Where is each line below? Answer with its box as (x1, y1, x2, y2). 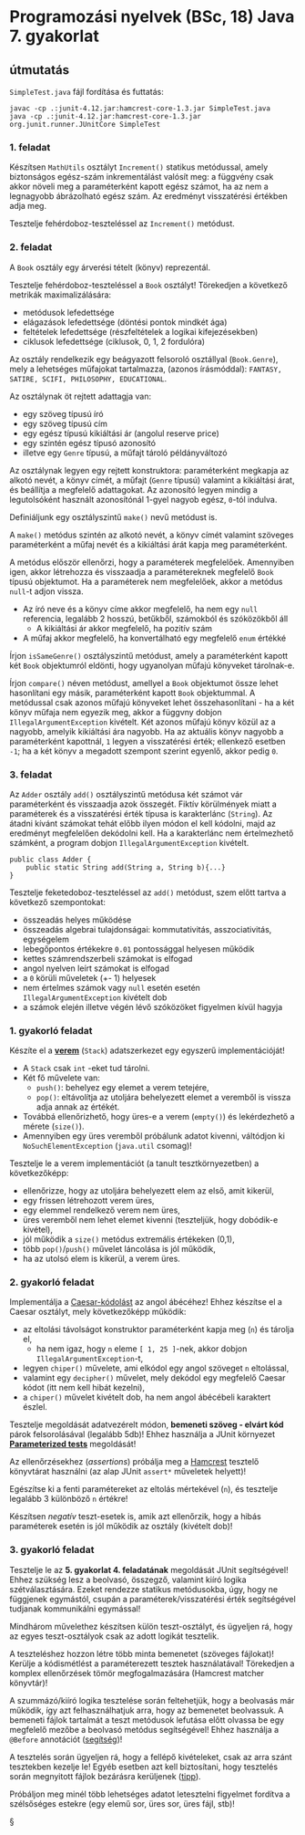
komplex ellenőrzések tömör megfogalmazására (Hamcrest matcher (9, 1667, 265, 1678)
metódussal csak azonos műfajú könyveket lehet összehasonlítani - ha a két (9, 696, 295, 708)
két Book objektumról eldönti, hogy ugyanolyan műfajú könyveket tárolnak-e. (9, 660, 295, 671)
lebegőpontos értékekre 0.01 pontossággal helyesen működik (22, 943, 255, 954)
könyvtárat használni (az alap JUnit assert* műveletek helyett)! (9, 1466, 247, 1477)
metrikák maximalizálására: (9, 289, 112, 300)
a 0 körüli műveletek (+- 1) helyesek (22, 972, 157, 983)
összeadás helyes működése (22, 914, 132, 925)
